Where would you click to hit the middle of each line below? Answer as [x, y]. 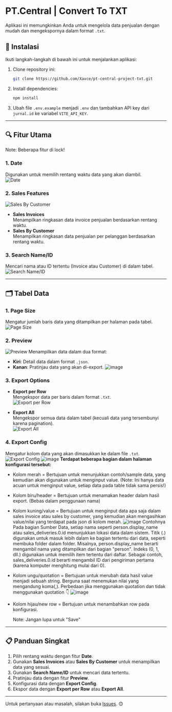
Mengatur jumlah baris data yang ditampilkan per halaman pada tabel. [79, 322]
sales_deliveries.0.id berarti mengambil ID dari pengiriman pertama [83, 560]
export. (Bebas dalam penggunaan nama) [57, 501]
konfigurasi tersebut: [28, 464]
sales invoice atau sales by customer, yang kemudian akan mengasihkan [89, 516]
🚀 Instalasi [22, 47]
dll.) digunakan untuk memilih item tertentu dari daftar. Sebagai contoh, [88, 554]
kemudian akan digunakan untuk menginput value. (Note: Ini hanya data [88, 480]
